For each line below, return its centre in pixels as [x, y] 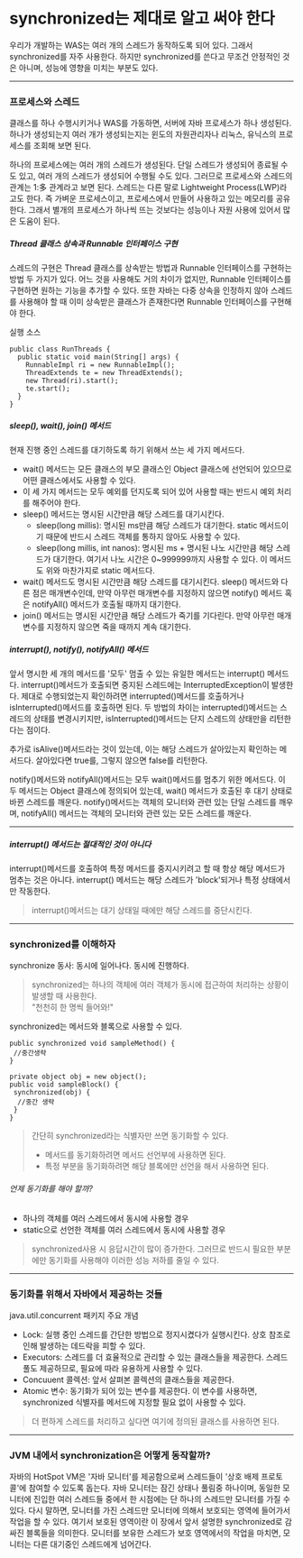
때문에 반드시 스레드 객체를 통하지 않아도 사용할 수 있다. [143, 536]
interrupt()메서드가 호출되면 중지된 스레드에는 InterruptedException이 [145, 685]
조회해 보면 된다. [62, 146]
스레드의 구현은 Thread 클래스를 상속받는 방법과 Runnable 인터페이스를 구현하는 [151, 268]
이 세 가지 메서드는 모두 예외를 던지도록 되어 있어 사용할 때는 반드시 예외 [148, 491]
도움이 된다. [39, 221]
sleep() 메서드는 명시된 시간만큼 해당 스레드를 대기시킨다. [123, 514]
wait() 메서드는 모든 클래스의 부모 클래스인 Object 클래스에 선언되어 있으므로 [157, 469]
